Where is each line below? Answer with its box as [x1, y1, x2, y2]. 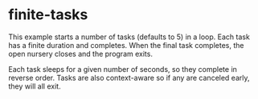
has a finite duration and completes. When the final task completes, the [8, 40, 244, 49]
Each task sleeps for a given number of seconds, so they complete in [8, 64, 237, 73]
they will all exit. [8, 81, 62, 91]
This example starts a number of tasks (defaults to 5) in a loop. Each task [8, 32, 251, 42]
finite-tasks [8, 6, 88, 24]
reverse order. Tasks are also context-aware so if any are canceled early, [8, 73, 251, 82]
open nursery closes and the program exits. [8, 49, 153, 58]
